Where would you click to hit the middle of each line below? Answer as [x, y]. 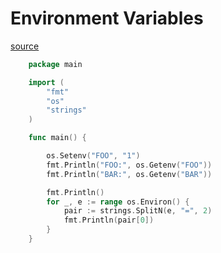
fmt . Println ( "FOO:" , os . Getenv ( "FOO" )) [129, 165]
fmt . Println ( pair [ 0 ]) [109, 220]
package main [55, 64]
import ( [46, 82]
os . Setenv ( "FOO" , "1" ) [93, 156]
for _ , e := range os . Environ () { [118, 202]
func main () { [57, 138]
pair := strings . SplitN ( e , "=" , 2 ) [138, 211]
